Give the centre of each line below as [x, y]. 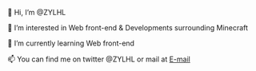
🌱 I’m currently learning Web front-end [71, 43]
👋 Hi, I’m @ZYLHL [37, 12]
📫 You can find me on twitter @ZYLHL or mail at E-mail [99, 59]
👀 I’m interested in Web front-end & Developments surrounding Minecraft [128, 28]
